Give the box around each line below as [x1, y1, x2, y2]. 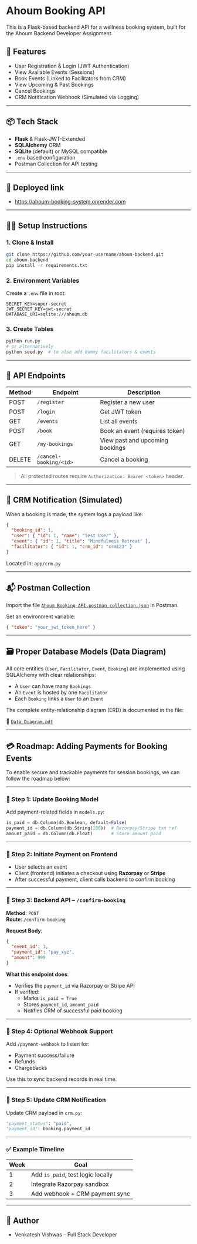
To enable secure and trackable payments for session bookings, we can [6, 769, 180, 776]
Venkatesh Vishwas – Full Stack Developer [14, 1231, 117, 1238]
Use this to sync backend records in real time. [6, 1076, 117, 1083]
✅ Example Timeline [6, 1145, 64, 1154]
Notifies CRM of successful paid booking [23, 1007, 123, 1014]
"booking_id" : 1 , [11, 527, 54, 533]
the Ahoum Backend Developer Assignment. [6, 29, 113, 36]
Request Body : [6, 927, 43, 934]
